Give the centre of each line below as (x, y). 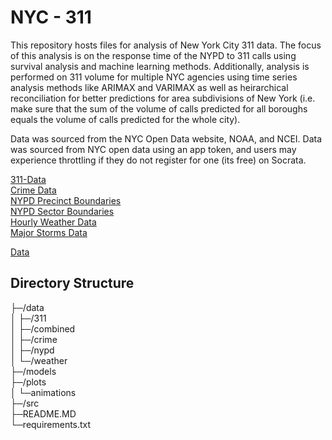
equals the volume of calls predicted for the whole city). (125, 119)
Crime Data (33, 190)
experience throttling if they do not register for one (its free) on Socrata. (158, 160)
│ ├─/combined (43, 328)
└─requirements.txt (51, 424)
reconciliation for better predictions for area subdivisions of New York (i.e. (163, 98)
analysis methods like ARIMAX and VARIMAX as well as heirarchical (149, 87)
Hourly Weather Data (53, 222)
